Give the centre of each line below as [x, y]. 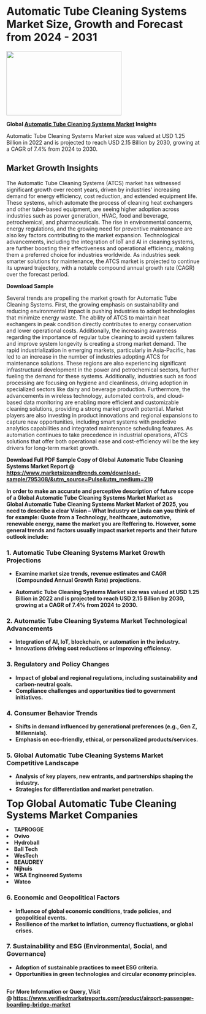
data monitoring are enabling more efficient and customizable [101, 402]
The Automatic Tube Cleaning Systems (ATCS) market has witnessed [93, 183]
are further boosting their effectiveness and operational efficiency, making [100, 248]
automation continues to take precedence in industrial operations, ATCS [97, 435]
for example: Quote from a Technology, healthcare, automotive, [89, 517]
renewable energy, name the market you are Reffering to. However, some [101, 524]
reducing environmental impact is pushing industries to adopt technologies [101, 311]
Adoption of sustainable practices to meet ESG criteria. [87, 967]
